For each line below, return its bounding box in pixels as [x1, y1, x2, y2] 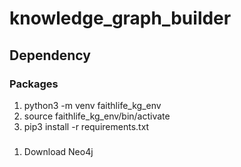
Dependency [9, 47, 91, 64]
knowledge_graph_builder [9, 7, 232, 30]
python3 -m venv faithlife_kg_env [23, 99, 162, 111]
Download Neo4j [23, 145, 94, 157]
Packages [9, 77, 59, 91]
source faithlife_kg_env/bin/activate [23, 110, 171, 122]
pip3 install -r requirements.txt [23, 120, 150, 132]
